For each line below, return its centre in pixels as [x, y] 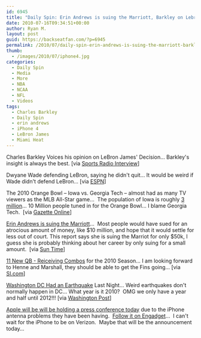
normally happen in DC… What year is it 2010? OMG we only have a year [96, 291]
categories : [21, 62]
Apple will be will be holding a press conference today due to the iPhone [95, 309]
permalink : [20, 46]
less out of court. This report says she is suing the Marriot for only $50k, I [97, 236]
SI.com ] [16, 273]
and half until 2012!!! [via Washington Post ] [59, 298]
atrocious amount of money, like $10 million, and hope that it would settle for [100, 230]
